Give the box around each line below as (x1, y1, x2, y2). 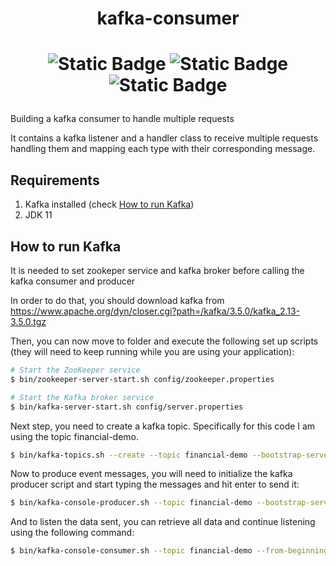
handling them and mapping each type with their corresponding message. (10, 143, 316, 155)
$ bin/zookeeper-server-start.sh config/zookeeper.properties (10, 374, 275, 384)
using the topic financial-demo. (10, 430, 140, 442)
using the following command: (10, 527, 135, 539)
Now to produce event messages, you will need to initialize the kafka (10, 468, 293, 480)
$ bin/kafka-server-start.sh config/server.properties (10, 402, 244, 412)
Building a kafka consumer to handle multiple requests (10, 113, 235, 125)
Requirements (10, 172, 100, 189)
